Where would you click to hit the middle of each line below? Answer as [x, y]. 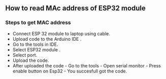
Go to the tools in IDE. [35, 44]
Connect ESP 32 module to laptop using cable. [61, 33]
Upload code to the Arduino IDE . [47, 39]
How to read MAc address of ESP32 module [76, 8]
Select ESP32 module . [37, 49]
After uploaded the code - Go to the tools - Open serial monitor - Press [87, 65]
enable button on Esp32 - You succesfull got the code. [70, 71]
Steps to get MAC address [38, 23]
